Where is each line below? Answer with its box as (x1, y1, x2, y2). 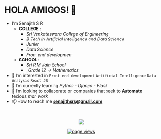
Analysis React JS (11, 78, 48, 83)
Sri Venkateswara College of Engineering (26, 31, 109, 37)
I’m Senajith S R (11, 20, 43, 26)
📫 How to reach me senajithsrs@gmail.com (11, 99, 103, 104)
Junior (26, 41, 39, 47)
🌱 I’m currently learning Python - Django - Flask (11, 82, 108, 88)
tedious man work (11, 93, 48, 99)
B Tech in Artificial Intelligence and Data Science (26, 36, 125, 42)
